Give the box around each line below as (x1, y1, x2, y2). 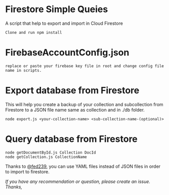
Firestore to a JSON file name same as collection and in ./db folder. (5, 107, 145, 113)
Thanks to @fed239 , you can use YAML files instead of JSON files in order (5, 163, 161, 169)
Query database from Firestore (5, 133, 138, 144)
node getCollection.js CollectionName (5, 154, 87, 160)
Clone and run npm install (5, 30, 62, 35)
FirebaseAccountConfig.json (5, 47, 130, 59)
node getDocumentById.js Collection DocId (5, 150, 96, 155)
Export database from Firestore (5, 85, 140, 96)
